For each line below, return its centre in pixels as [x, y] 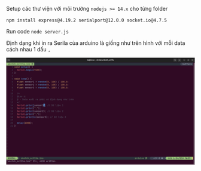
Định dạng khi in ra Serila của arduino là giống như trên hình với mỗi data [96, 43]
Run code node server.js [37, 31]
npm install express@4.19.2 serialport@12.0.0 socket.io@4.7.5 [87, 20]
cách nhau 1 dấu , [28, 49]
